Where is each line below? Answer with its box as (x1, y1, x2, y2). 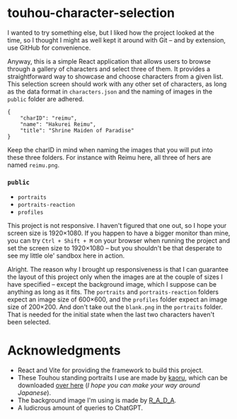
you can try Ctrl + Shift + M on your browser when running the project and (7, 236, 230, 245)
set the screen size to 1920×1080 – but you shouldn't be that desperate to (7, 244, 223, 253)
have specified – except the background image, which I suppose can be (7, 280, 217, 289)
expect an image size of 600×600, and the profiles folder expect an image (7, 295, 228, 304)
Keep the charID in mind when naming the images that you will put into (7, 145, 214, 154)
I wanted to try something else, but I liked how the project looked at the (7, 28, 214, 37)
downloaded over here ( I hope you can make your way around (17, 381, 200, 390)
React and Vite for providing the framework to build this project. (17, 366, 204, 374)
